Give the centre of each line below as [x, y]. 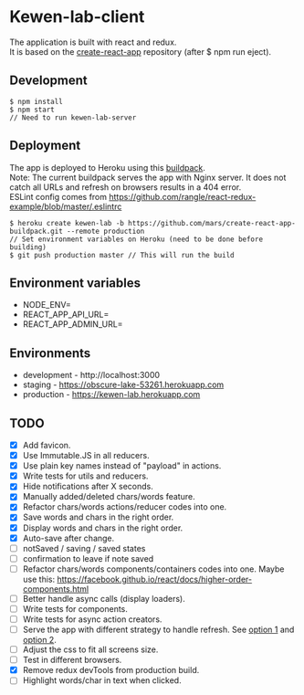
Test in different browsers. [72, 660]
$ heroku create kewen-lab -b [67, 223]
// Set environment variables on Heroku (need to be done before [136, 239]
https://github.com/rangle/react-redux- [183, 196]
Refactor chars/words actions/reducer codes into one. [125, 507]
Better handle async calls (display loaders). [104, 598]
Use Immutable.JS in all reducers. [86, 456]
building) [28, 247]
